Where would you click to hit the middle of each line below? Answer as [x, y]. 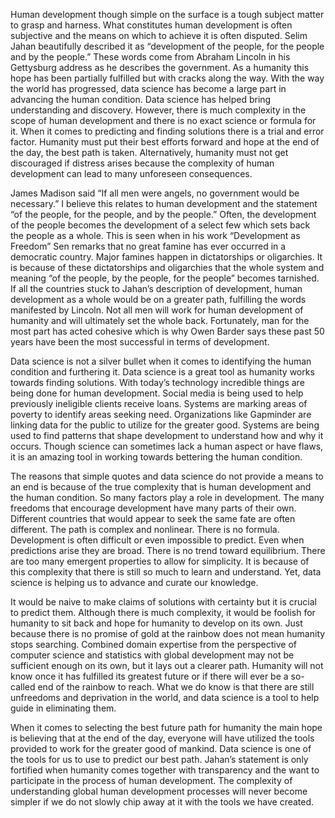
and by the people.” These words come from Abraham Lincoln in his [150, 57]
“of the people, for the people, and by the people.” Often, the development [163, 214]
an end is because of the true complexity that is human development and [161, 487]
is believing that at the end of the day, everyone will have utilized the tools [162, 738]
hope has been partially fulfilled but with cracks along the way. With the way [167, 78]
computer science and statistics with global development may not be [152, 655]
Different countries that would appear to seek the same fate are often [153, 518]
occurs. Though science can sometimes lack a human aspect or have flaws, [167, 446]
